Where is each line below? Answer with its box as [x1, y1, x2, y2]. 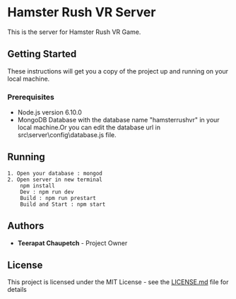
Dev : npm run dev [20, 188, 74, 195]
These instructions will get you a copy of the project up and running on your [7, 66, 228, 75]
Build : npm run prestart [20, 194, 97, 201]
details [7, 286, 27, 294]
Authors [7, 220, 45, 232]
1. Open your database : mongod [7, 170, 102, 177]
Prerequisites [7, 92, 54, 102]
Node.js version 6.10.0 [17, 108, 83, 117]
